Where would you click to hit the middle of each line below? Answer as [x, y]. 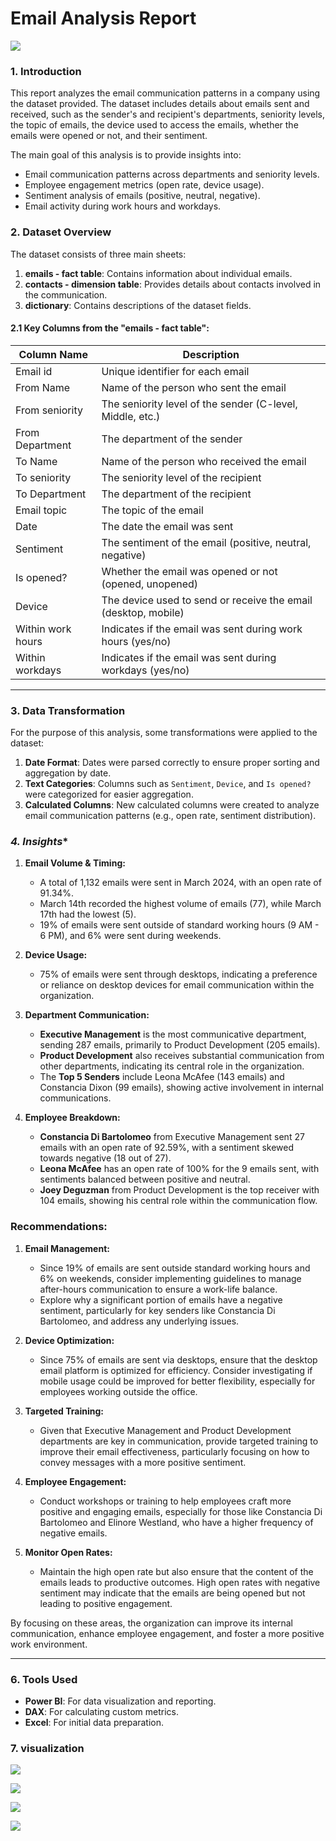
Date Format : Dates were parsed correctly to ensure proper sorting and [172, 763]
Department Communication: [87, 1015]
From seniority [49, 410]
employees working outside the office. [118, 1391]
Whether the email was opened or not [189, 571]
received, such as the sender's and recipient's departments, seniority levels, [167, 114]
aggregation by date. [68, 773]
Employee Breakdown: [72, 1118]
